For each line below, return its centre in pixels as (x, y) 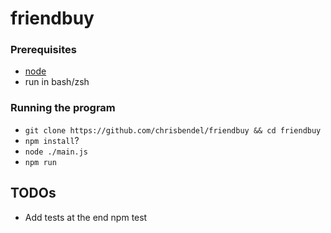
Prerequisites (43, 50)
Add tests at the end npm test (86, 217)
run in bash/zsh (57, 82)
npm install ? (52, 140)
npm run (40, 162)
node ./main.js (56, 152)
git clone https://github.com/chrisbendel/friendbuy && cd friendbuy (173, 130)
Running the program (63, 108)
